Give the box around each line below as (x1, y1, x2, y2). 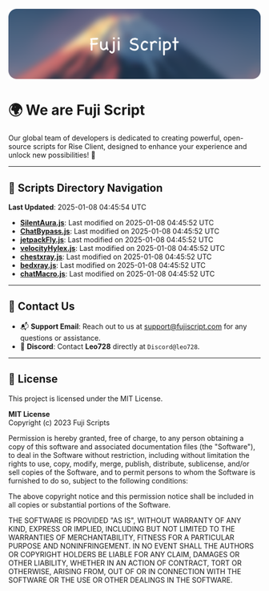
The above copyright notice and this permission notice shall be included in (8, 491, 254, 501)
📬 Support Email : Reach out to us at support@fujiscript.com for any (19, 322, 247, 331)
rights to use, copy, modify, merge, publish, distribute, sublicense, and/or (8, 459, 250, 468)
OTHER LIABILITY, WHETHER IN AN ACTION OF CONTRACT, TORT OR (8, 558, 242, 568)
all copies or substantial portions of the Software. (8, 500, 171, 509)
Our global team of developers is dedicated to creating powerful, (8, 133, 222, 143)
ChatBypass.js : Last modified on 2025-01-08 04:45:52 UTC (19, 226, 220, 237)
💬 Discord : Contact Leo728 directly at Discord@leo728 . (19, 342, 200, 351)
